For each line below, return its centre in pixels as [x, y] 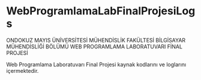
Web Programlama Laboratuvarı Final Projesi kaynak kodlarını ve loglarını [96, 64]
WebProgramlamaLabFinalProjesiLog [101, 11]
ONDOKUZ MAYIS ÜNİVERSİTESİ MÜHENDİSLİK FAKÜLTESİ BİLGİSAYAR [96, 40]
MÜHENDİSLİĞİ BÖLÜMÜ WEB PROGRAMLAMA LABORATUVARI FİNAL [94, 47]
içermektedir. [22, 70]
